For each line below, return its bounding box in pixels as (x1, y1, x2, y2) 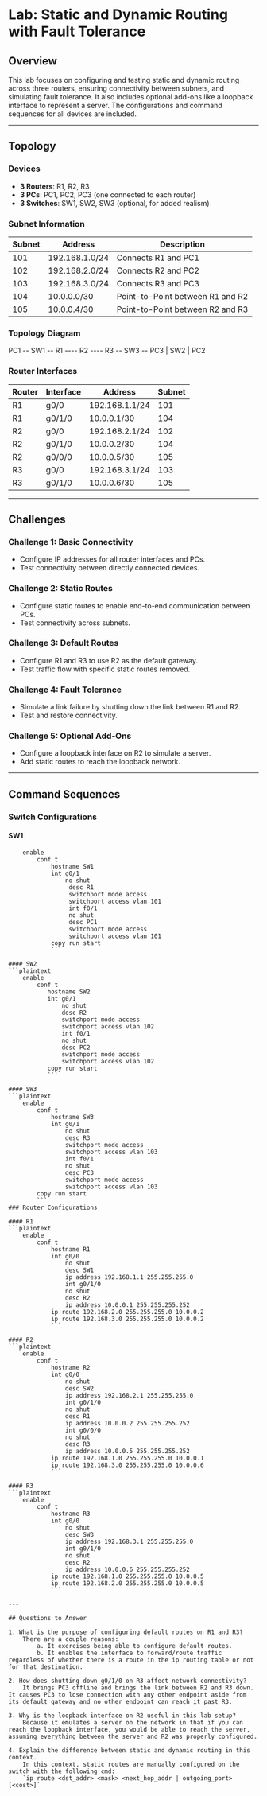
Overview (8, 54, 58, 68)
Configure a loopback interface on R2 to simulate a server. (19, 748, 211, 758)
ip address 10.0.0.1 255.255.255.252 (64, 1300, 191, 1309)
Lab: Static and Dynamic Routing (8, 6, 229, 24)
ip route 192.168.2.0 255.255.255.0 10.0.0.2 (50, 1308, 204, 1316)
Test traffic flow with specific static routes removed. (19, 664, 191, 674)
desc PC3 (64, 1168, 94, 1176)
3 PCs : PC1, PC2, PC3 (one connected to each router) (19, 189, 196, 200)
